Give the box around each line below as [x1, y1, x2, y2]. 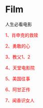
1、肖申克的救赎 [5, 32, 38, 38]
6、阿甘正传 [5, 86, 30, 93]
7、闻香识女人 [5, 97, 34, 103]
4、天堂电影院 [5, 64, 35, 71]
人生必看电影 [5, 21, 32, 27]
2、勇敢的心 [5, 42, 30, 49]
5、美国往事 [5, 75, 30, 81]
